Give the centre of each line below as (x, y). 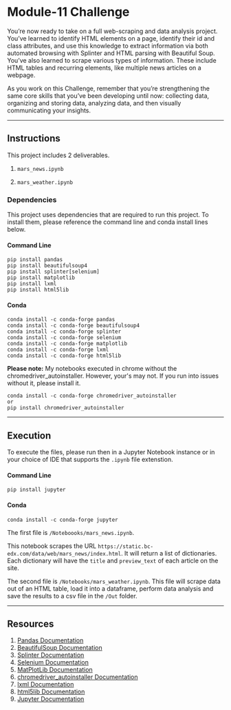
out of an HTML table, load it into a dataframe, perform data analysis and (110, 588)
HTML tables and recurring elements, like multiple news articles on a (104, 68)
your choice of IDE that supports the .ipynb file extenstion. (90, 460)
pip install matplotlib (41, 278)
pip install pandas (35, 260)
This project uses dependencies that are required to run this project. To (108, 215)
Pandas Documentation (50, 640)
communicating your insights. (49, 110)
